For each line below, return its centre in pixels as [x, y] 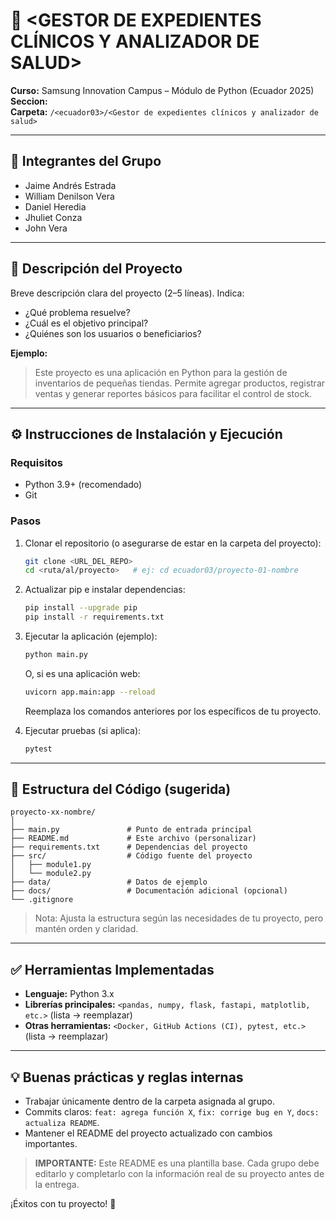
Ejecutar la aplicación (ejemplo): [91, 636]
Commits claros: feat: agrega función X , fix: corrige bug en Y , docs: [172, 1112]
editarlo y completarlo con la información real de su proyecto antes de [179, 1174]
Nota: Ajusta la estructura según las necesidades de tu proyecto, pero [179, 918]
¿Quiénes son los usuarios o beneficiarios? [113, 333]
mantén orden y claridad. [86, 929]
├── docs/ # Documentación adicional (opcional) [149, 891]
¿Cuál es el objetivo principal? [86, 323]
